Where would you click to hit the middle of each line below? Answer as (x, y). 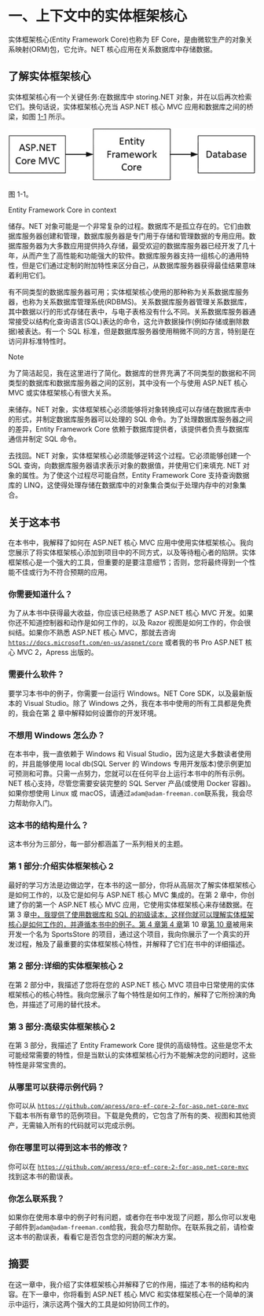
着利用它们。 (29, 275)
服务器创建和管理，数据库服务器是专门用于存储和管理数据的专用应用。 (135, 236)
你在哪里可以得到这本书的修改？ (69, 1148)
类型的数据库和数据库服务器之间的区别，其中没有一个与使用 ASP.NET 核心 (128, 383)
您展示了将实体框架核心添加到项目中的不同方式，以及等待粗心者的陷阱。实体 (132, 553)
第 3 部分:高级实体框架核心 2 (62, 1027)
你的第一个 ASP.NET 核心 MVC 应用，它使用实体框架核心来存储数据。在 (137, 904)
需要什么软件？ (37, 675)
